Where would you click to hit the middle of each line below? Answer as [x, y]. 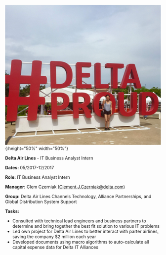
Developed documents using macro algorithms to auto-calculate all [81, 242]
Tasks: [12, 211]
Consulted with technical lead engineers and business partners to [79, 221]
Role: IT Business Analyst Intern [38, 177]
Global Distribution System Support [41, 202]
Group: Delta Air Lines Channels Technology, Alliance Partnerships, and [78, 196]
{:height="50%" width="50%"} [37, 148]
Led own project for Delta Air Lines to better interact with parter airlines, [85, 231]
